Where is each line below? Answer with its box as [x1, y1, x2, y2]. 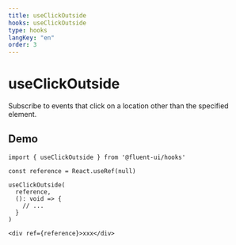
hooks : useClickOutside [8, 19, 87, 27]
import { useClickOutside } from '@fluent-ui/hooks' [8, 153, 186, 161]
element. [8, 110, 37, 119]
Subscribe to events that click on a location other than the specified [8, 101, 229, 111]
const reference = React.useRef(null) [8, 167, 136, 175]
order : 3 [8, 41, 37, 49]
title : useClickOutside [8, 11, 87, 20]
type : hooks [8, 26, 48, 34]
